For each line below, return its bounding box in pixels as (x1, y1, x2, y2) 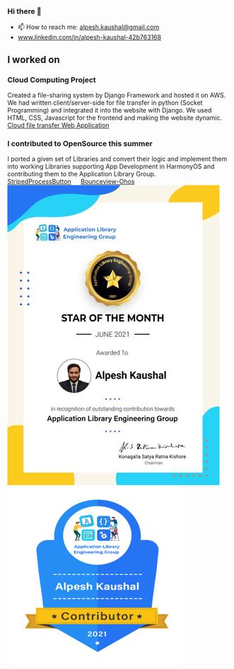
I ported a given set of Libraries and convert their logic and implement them (7, 155, 228, 164)
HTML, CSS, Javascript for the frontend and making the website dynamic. (7, 113, 223, 122)
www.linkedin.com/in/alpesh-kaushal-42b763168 (17, 33, 161, 42)
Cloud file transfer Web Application (7, 120, 110, 130)
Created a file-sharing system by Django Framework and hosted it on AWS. (7, 91, 226, 99)
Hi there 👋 (7, 6, 42, 16)
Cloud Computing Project (7, 74, 97, 84)
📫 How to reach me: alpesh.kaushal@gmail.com (17, 23, 160, 31)
